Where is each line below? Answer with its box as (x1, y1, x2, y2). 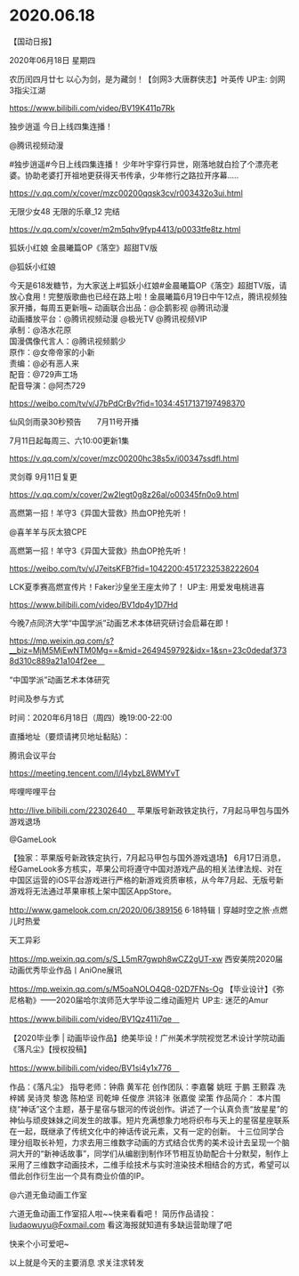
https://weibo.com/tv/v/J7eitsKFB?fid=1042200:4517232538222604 (9, 562, 260, 574)
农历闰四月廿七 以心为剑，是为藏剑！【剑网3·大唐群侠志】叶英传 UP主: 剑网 (9, 73, 286, 85)
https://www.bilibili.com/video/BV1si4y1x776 (9, 1062, 172, 1073)
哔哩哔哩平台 (9, 786, 56, 796)
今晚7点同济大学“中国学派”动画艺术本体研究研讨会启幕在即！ (9, 618, 231, 628)
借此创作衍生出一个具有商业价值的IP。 (9, 1170, 149, 1181)
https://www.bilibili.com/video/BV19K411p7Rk (9, 102, 175, 113)
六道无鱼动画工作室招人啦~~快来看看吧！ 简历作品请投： (9, 1207, 217, 1219)
